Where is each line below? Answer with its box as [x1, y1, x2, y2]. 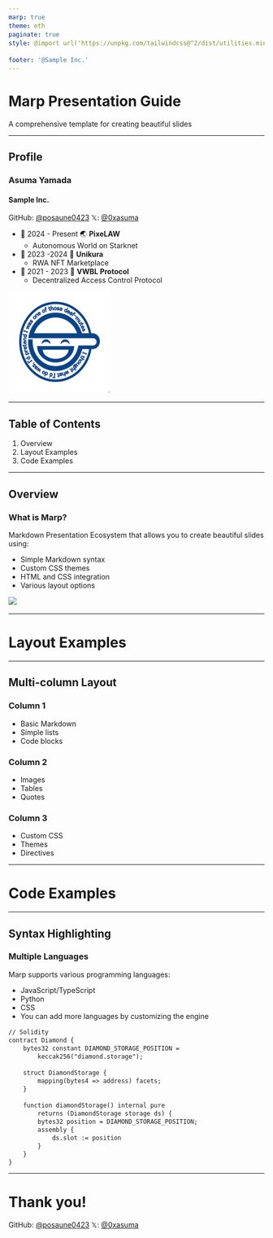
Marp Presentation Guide [8, 92, 181, 111]
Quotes [19, 792, 45, 802]
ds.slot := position [51, 1134, 122, 1142]
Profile [8, 151, 43, 164]
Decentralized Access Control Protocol [32, 275, 162, 285]
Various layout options [19, 580, 96, 590]
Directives [19, 848, 54, 858]
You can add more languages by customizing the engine [19, 1011, 210, 1021]
